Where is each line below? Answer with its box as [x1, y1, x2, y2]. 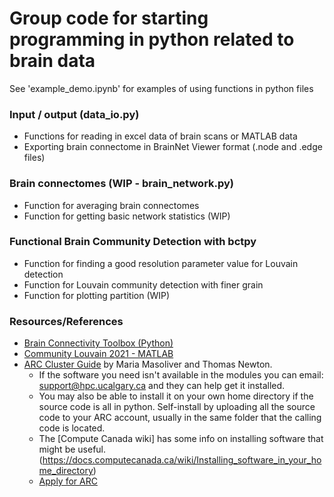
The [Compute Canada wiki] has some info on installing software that [38, 433, 324, 445]
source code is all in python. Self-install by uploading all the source [38, 401, 316, 413]
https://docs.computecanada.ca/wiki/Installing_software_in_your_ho [42, 454, 322, 466]
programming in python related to [9, 28, 295, 51]
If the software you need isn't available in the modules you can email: [38, 369, 324, 381]
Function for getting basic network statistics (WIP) [23, 210, 231, 222]
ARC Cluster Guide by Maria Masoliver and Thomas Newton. [23, 358, 273, 371]
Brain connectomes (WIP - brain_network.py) [9, 177, 235, 191]
